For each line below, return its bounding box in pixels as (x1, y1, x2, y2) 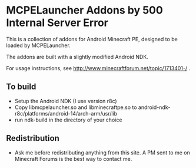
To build (6, 82, 36, 92)
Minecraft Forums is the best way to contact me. (14, 155, 132, 162)
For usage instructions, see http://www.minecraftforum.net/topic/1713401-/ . (6, 64, 190, 71)
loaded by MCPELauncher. (6, 42, 71, 49)
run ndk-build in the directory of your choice (14, 116, 122, 123)
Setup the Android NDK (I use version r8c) (14, 97, 117, 104)
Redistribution (6, 133, 60, 143)
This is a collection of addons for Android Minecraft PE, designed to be (6, 35, 178, 42)
